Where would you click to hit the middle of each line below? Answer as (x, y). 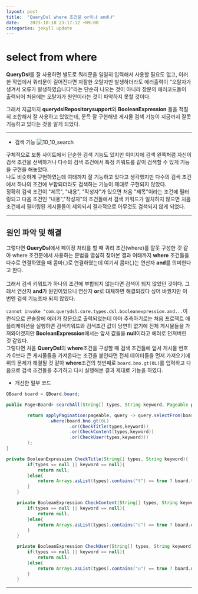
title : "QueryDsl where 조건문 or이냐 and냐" (60, 17)
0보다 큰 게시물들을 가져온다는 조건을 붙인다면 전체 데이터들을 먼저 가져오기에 (101, 355)
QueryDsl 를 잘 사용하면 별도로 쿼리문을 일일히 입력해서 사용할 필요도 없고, (92, 75)
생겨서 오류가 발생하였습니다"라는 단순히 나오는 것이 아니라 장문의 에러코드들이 (96, 89)
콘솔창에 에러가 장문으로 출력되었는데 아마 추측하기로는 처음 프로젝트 (105, 318)
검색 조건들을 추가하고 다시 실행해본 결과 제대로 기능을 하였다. (92, 370)
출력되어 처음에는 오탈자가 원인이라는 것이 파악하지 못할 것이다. (79, 97)
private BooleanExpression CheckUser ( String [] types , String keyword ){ (106, 547)
